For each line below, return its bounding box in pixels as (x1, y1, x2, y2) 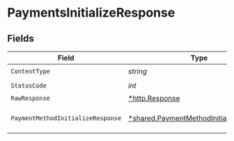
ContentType (10, 67, 51, 75)
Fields (7, 33, 35, 44)
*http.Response (127, 94, 180, 103)
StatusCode (10, 81, 47, 90)
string (127, 66, 148, 76)
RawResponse (10, 94, 51, 102)
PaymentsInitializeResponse (7, 5, 175, 21)
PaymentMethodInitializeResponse (10, 115, 122, 122)
